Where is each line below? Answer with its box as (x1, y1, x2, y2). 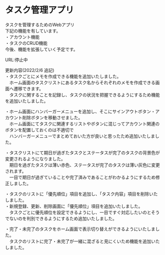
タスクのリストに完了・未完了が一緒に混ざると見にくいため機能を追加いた (9, 238, 160, 244)
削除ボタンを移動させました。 (22, 114, 82, 121)
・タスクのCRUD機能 (5, 40, 48, 46)
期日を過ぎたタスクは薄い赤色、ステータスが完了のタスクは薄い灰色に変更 (9, 162, 160, 168)
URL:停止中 (5, 57, 28, 63)
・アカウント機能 (5, 34, 40, 40)
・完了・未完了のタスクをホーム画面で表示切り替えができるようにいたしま (5, 226, 156, 232)
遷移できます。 (13, 86, 44, 92)
